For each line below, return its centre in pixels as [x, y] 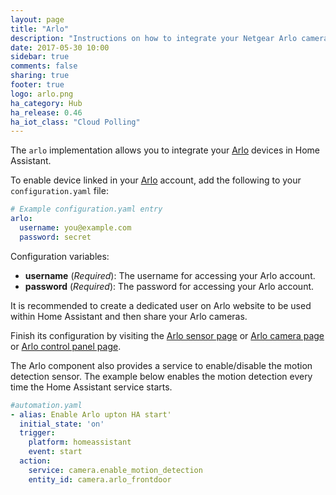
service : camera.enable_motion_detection [115, 470]
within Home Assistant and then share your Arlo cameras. [129, 316]
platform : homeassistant [80, 442]
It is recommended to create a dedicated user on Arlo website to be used [161, 305]
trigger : [37, 433]
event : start [55, 452]
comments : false [44, 66]
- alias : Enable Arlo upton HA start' [91, 414]
